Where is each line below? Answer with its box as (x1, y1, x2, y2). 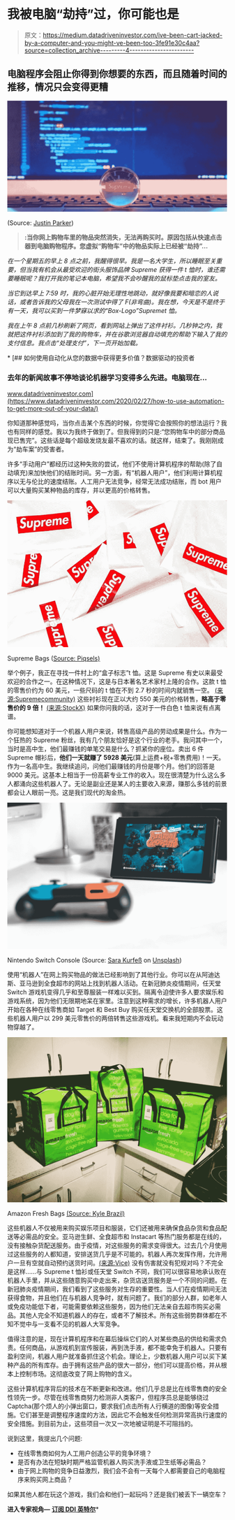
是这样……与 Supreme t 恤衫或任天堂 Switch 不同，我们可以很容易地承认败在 (7, 1268, 227, 1276)
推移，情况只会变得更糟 (7, 81, 108, 93)
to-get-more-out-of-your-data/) (7, 404, 99, 412)
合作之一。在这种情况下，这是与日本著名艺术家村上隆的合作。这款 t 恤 (25, 677, 227, 686)
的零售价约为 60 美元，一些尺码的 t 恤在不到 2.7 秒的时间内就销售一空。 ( (7, 686, 218, 694)
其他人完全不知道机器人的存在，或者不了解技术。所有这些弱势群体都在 (19, 1311, 221, 1319)
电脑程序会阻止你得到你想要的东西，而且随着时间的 (7, 68, 227, 80)
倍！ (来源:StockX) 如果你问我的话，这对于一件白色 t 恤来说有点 (32, 703, 215, 711)
